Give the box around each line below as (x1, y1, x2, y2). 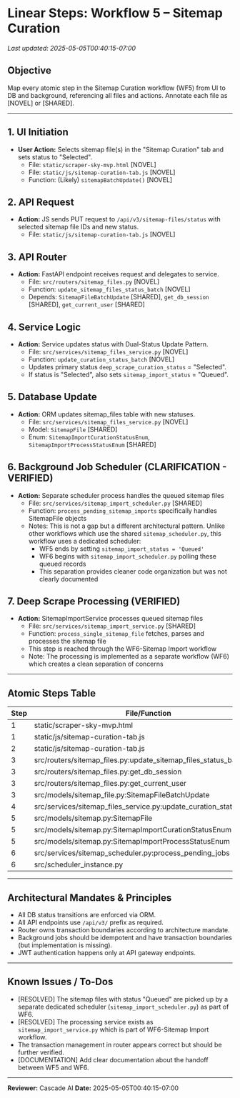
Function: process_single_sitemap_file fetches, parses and (28, 629, 205, 638)
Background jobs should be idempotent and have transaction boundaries (17, 934, 232, 942)
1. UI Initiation (7, 126, 69, 139)
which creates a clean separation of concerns (28, 659, 164, 669)
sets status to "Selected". (17, 152, 93, 161)
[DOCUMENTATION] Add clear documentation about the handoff (17, 1055, 209, 1064)
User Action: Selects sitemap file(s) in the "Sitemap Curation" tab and (17, 145, 224, 154)
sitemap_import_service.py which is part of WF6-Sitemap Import (17, 1025, 209, 1034)
